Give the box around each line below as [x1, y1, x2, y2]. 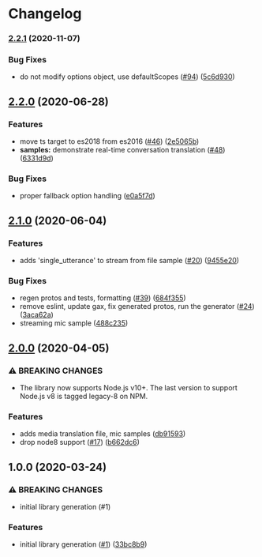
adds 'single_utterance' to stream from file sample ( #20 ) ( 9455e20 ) [19, 256, 239, 265]
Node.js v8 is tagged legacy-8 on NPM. [19, 392, 148, 401]
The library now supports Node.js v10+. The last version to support [19, 383, 238, 393]
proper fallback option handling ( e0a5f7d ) [19, 191, 155, 201]
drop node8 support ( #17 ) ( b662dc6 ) [19, 438, 140, 447]
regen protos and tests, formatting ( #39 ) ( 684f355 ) [19, 293, 187, 303]
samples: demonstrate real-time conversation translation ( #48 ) [19, 145, 226, 155]
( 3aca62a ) [19, 310, 54, 320]
